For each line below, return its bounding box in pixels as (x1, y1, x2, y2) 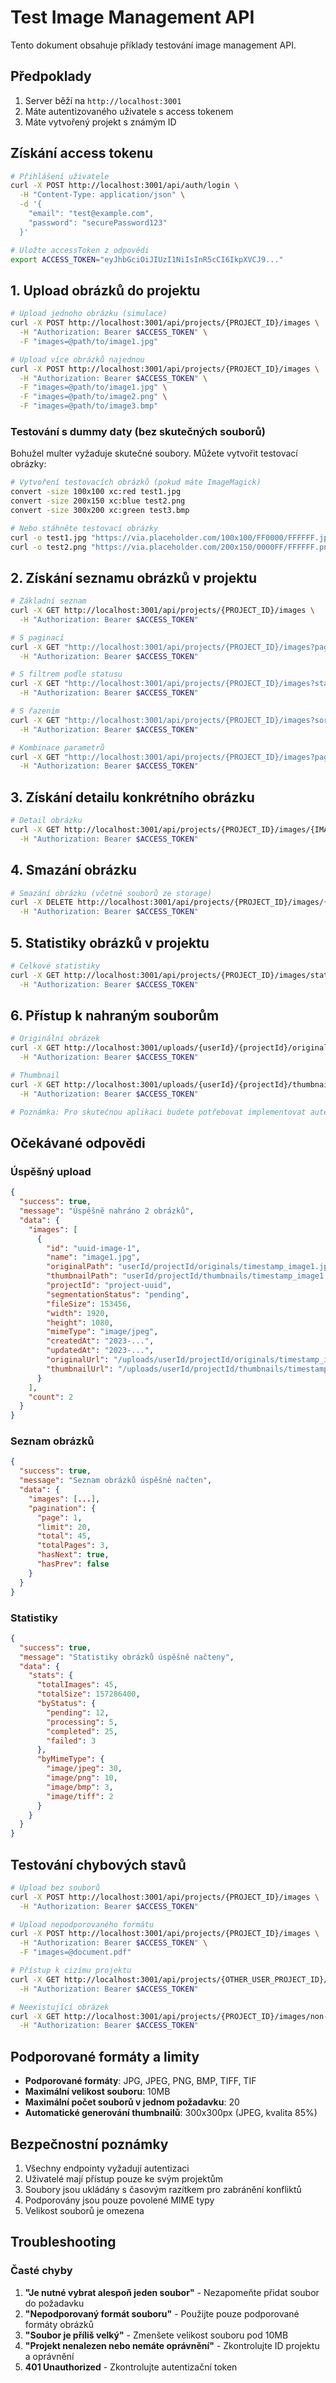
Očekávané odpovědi (10, 1135, 146, 1151)
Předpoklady (10, 68, 92, 85)
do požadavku (24, 2297, 85, 2309)
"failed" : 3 (46, 1736, 97, 1746)
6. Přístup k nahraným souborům (10, 1007, 220, 1025)
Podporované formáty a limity (10, 2048, 200, 2065)
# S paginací (10, 632, 65, 643)
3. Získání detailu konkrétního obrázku (10, 789, 255, 806)
